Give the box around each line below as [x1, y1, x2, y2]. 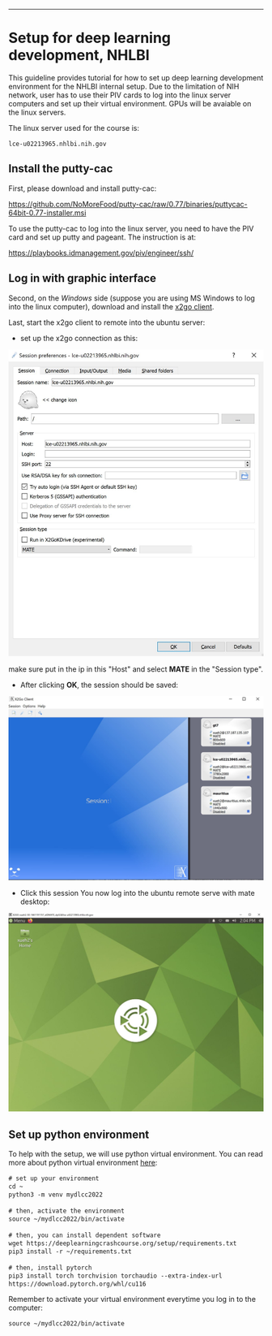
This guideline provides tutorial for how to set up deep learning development [8, 72, 264, 82]
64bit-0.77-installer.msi [8, 208, 87, 218]
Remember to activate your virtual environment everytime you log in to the [8, 1295, 257, 1304]
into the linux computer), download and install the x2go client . [8, 301, 215, 311]
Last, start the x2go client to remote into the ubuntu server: [8, 318, 206, 327]
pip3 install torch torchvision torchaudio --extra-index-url [8, 1272, 223, 1280]
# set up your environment [8, 1174, 100, 1183]
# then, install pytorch [8, 1264, 92, 1272]
